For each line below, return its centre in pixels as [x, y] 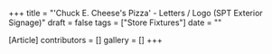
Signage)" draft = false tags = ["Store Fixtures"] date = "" [115, 22]
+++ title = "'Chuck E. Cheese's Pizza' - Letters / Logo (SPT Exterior [136, 13]
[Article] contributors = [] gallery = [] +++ [86, 40]
